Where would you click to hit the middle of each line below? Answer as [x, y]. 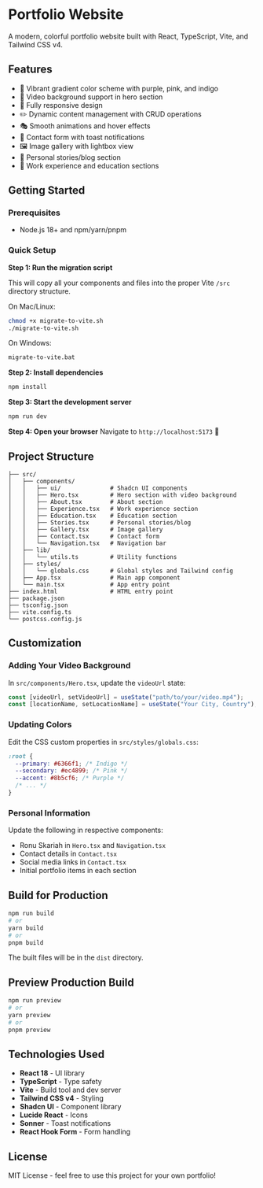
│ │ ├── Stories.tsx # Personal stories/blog [100, 522]
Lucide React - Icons [54, 1115]
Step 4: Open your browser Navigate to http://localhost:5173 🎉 [114, 431]
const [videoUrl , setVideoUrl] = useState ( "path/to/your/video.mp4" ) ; [126, 697]
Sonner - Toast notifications [65, 1123]
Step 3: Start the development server [70, 402]
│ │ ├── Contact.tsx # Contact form [84, 536]
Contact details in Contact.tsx [68, 854]
